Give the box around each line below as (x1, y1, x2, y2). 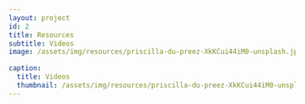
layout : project (8, 13, 70, 23)
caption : (8, 64, 42, 73)
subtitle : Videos (8, 38, 75, 48)
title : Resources (8, 30, 75, 39)
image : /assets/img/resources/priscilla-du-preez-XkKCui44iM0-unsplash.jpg (8, 47, 302, 57)
